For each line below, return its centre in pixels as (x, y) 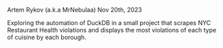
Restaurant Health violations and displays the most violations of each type (112, 30)
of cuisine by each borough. (47, 37)
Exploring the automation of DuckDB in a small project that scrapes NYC (109, 23)
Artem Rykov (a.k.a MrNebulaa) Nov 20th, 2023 (75, 10)
